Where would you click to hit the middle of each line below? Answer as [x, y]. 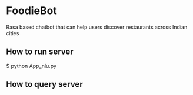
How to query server [45, 84]
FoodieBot [31, 11]
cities [13, 33]
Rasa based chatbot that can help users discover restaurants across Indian [97, 27]
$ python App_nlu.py [31, 66]
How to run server [40, 52]
